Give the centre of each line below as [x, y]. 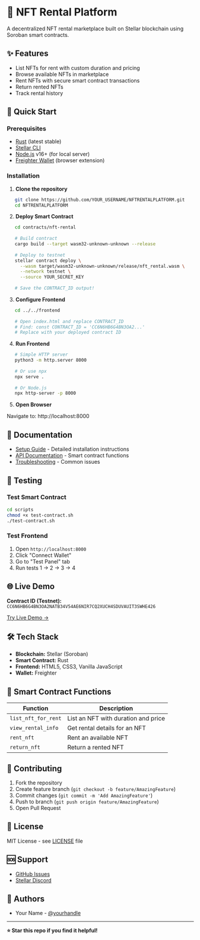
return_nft [25, 747]
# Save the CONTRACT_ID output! [55, 288]
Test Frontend [27, 536]
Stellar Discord [34, 880]
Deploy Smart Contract [44, 217]
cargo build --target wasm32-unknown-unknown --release [85, 244]
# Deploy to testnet [40, 255]
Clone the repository [41, 189]
